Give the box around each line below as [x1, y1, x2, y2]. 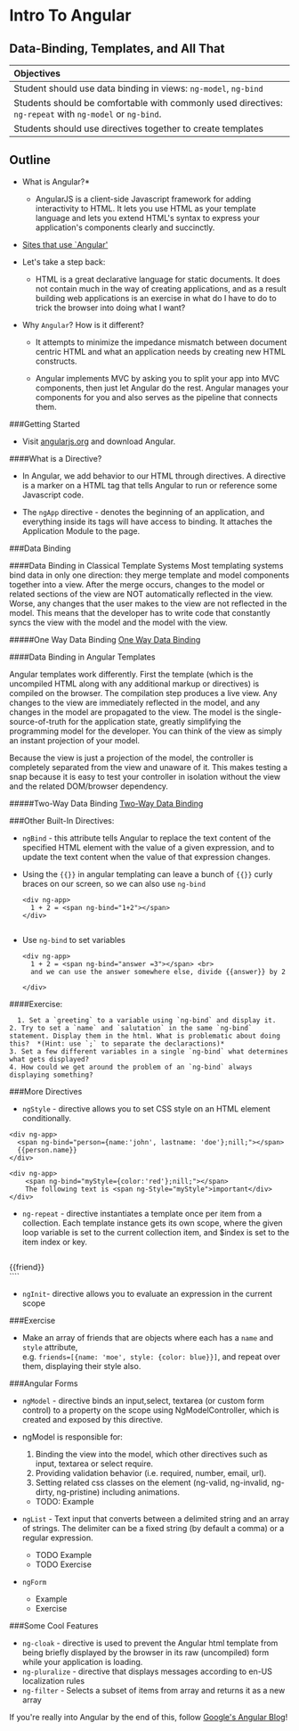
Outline [9, 152, 51, 168]
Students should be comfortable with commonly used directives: [13, 97, 283, 109]
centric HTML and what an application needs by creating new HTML [35, 346, 287, 357]
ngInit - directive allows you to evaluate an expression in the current [21, 1288, 273, 1299]
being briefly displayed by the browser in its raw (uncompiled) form [21, 1646, 270, 1658]
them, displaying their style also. [21, 1360, 141, 1371]
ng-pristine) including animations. [56, 1486, 181, 1497]
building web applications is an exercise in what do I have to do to [35, 292, 278, 303]
